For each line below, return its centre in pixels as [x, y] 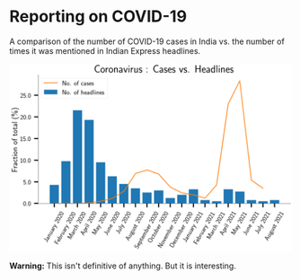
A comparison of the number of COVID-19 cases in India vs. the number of [147, 41]
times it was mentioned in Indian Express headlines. [105, 50]
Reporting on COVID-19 [98, 17]
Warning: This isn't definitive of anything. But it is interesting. [123, 266]
